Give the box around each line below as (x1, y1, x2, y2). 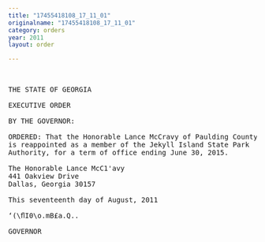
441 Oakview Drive (8, 172, 80, 181)
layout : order (8, 41, 55, 49)
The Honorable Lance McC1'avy (8, 164, 125, 173)
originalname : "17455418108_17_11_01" (8, 19, 136, 27)
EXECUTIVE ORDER (8, 101, 71, 110)
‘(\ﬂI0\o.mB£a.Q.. (8, 211, 80, 221)
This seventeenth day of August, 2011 (8, 195, 159, 205)
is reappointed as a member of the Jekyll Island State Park (8, 140, 250, 150)
